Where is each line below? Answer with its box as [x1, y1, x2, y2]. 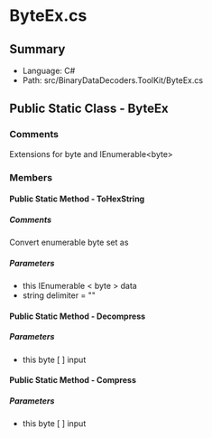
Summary [9, 42, 66, 57]
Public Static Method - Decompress [9, 311, 146, 322]
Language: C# [22, 65, 76, 76]
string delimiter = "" [22, 290, 97, 301]
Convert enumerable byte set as [9, 237, 129, 248]
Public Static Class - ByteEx [9, 101, 169, 116]
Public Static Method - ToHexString [9, 193, 145, 204]
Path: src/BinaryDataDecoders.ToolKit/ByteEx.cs [22, 75, 204, 86]
